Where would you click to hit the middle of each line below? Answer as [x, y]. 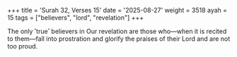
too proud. [23, 46]
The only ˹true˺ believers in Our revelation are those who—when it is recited [117, 31]
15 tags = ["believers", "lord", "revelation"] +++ [76, 18]
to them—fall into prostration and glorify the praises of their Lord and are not [119, 39]
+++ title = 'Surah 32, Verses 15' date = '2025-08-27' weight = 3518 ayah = [117, 10]
